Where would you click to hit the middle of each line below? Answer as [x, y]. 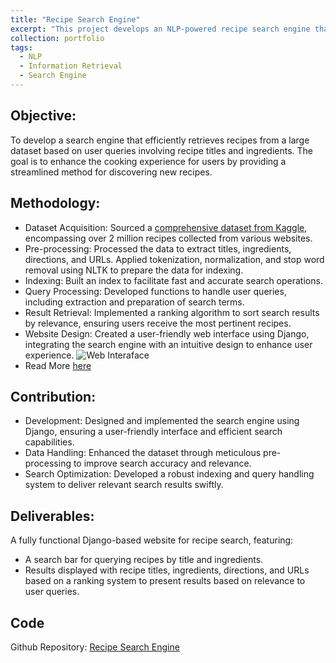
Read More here [58, 365]
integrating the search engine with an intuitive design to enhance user [168, 344]
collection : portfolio [57, 38]
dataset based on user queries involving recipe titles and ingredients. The [162, 150]
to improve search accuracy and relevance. [162, 463]
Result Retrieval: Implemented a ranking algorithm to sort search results [172, 312]
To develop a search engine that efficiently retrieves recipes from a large [160, 140]
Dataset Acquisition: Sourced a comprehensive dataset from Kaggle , [166, 227]
